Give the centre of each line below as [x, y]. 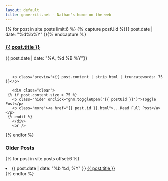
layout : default [22, 10]
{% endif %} [20, 117]
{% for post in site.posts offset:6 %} [43, 159]
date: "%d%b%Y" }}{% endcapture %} [46, 34]
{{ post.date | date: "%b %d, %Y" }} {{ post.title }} [63, 168]
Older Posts [20, 148]
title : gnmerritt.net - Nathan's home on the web [58, 15]
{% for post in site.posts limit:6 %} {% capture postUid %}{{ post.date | [79, 29]
